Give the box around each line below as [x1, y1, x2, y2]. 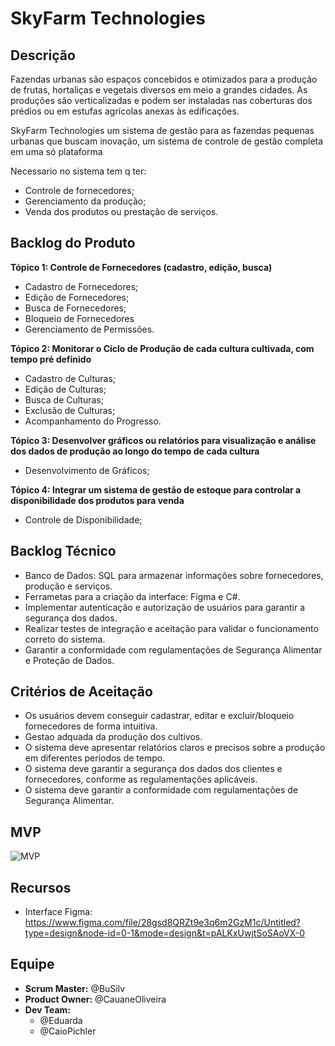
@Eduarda [39, 1014, 83, 1026]
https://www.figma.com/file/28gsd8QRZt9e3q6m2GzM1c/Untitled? [24, 917, 302, 929]
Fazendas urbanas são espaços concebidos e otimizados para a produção [10, 73, 318, 85]
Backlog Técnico [10, 543, 117, 560]
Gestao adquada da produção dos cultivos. [24, 731, 203, 743]
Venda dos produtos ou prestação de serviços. [24, 206, 219, 217]
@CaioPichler [39, 1025, 97, 1037]
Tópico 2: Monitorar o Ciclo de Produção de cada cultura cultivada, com [10, 342, 315, 354]
